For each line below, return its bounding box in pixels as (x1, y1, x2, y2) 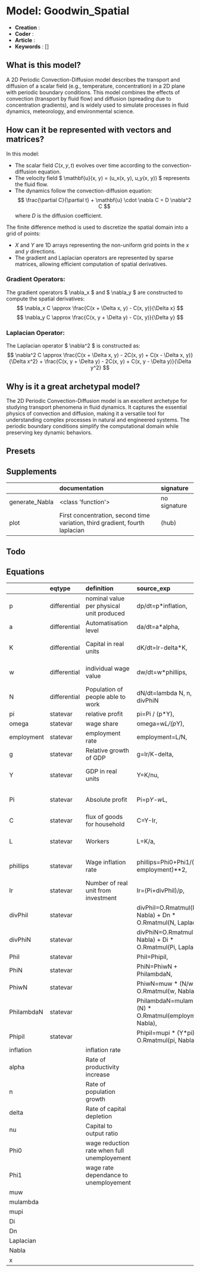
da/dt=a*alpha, (136, 623, 180, 631)
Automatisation (85, 619, 128, 627)
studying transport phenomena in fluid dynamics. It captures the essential (6, 404, 187, 411)
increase (85, 1071, 110, 1079)
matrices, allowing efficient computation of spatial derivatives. (14, 260, 168, 268)
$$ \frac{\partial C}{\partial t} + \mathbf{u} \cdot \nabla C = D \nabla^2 (17, 196, 192, 203)
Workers (85, 837, 110, 846)
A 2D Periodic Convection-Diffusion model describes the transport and (6, 76, 180, 83)
